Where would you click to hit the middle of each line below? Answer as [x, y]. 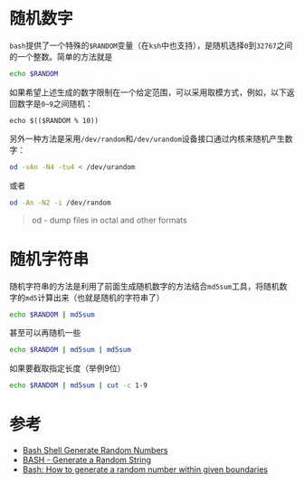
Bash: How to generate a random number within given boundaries [145, 470]
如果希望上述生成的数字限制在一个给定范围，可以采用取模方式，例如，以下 [148, 92]
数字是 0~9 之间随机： [55, 103]
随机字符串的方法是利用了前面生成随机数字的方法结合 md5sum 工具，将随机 [144, 286]
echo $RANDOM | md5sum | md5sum [70, 350]
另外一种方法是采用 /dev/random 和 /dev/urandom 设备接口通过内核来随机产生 [147, 138]
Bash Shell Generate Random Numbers [95, 451]
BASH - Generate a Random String [87, 460]
